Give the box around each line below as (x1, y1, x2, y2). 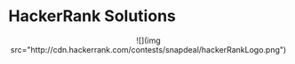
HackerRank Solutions (8, 6, 177, 26)
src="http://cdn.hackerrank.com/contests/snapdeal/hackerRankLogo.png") (10, 44, 287, 54)
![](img (136, 35, 161, 46)
